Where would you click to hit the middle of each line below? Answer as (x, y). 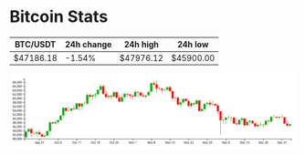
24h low (193, 45)
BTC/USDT (36, 45)
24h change (89, 45)
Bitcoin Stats (59, 17)
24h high (142, 45)
